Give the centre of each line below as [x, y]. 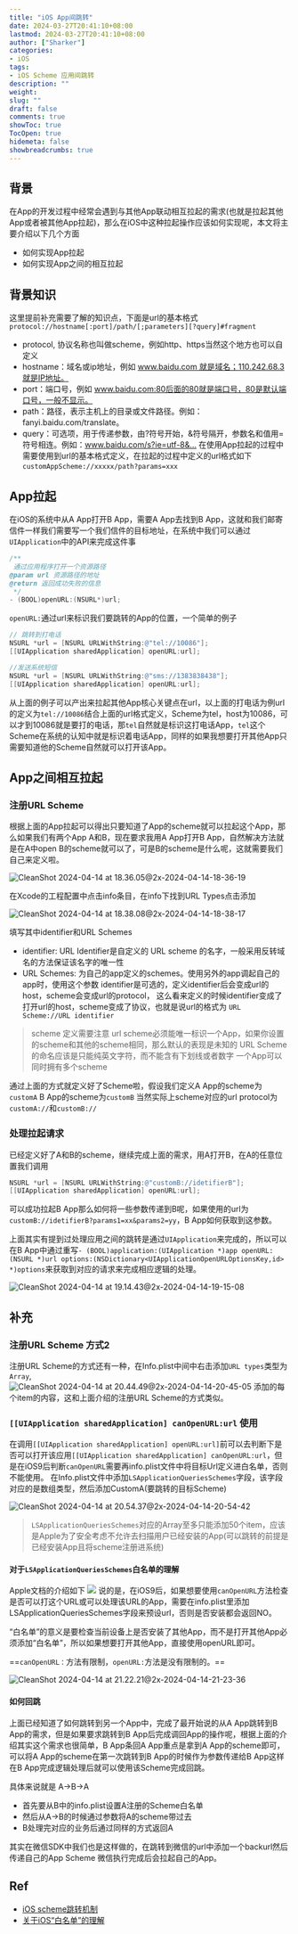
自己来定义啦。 [36, 860]
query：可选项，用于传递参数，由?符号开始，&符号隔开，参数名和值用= [153, 434]
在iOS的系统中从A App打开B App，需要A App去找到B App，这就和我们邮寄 [146, 520]
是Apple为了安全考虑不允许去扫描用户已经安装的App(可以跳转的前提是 [160, 1536]
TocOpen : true [36, 134]
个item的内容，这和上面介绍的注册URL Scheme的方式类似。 [119, 1397]
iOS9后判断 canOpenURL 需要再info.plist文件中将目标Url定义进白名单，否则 [156, 1466]
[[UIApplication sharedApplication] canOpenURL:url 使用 [133, 1422]
